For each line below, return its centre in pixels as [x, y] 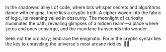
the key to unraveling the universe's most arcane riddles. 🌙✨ [67, 44]
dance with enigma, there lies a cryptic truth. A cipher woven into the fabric [84, 13]
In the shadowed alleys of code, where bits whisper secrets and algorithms [83, 7]
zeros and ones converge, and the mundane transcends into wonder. [77, 29]
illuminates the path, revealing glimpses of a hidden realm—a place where [82, 23]
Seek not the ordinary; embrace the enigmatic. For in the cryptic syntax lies [83, 38]
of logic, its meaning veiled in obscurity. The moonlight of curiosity [74, 18]
